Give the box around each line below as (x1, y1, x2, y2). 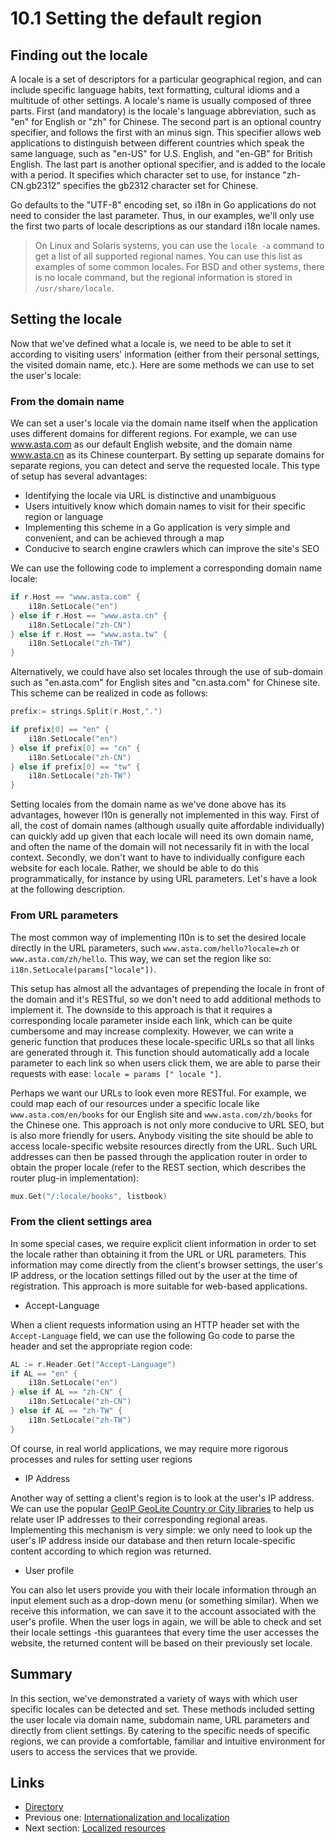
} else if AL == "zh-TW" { (10, 1406, 123, 1416)
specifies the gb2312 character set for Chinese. (62, 180, 259, 191)
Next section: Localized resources (24, 1822, 166, 1834)
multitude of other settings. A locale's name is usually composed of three (10, 95, 312, 106)
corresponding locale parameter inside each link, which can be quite (10, 1014, 293, 1026)
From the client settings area (10, 1215, 153, 1229)
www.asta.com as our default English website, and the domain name (10, 438, 293, 451)
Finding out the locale (10, 47, 148, 64)
